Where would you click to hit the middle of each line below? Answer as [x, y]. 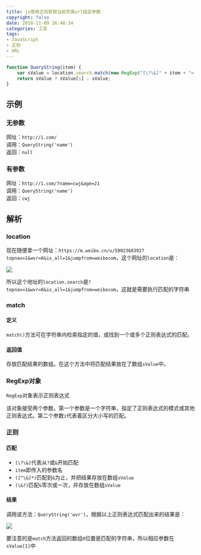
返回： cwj [18, 198]
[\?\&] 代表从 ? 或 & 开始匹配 [47, 462]
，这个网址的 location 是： [147, 257]
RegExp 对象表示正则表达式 [38, 395]
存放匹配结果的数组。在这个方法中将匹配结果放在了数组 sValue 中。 [88, 364]
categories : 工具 [27, 28]
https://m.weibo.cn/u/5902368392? [102, 250]
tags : [13, 34]
